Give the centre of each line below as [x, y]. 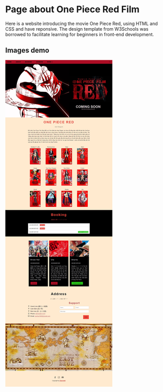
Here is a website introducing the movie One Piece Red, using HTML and [81, 23]
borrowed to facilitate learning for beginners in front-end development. [80, 34]
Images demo [27, 50]
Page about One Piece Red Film [73, 9]
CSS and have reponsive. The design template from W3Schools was [77, 29]
